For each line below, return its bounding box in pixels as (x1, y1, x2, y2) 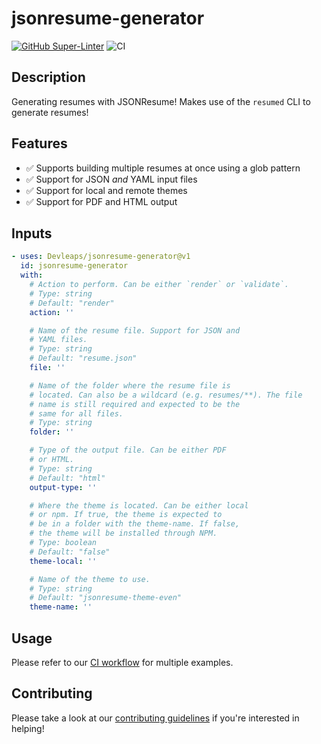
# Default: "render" (29, 298, 115, 308)
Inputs (11, 225, 53, 242)
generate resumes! (11, 106, 89, 118)
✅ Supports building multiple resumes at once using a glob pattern (25, 162, 301, 174)
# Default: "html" (29, 473, 106, 483)
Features (11, 135, 68, 152)
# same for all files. (29, 408, 124, 419)
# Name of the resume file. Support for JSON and (29, 325, 241, 336)
